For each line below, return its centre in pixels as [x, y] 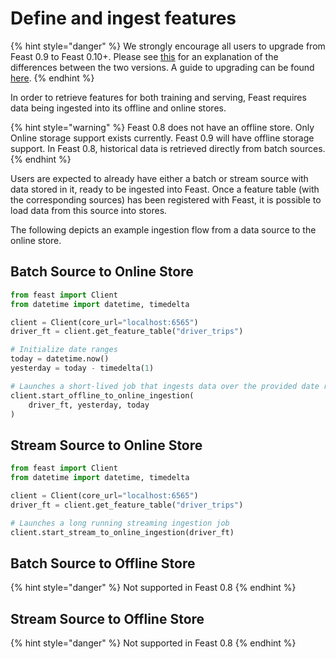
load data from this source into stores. [89, 210]
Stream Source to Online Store [106, 445]
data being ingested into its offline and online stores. [118, 108]
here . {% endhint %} [52, 78]
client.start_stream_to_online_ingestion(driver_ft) [122, 532]
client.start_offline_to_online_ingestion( [102, 395]
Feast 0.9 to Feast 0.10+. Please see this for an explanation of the [144, 56]
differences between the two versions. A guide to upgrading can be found [162, 67]
